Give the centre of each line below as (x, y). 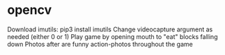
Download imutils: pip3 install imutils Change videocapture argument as (110, 29)
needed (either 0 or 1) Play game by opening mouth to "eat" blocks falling (113, 36)
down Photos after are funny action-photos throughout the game (100, 44)
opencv (30, 10)
